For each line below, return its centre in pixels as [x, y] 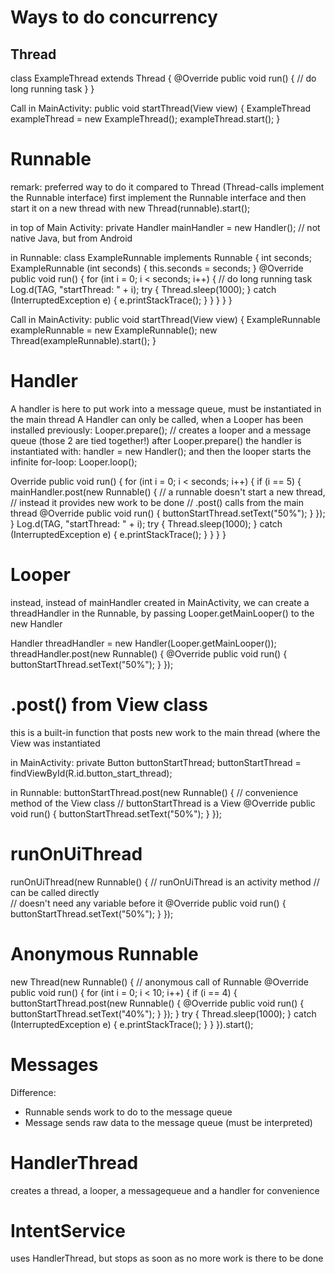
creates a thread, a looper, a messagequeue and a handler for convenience [165, 1190]
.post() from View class [109, 705]
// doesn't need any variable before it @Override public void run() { [148, 903]
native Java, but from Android [71, 238]
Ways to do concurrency [114, 17]
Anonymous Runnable [104, 953]
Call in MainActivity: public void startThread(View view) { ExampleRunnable [165, 319]
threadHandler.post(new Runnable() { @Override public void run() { [149, 653]
